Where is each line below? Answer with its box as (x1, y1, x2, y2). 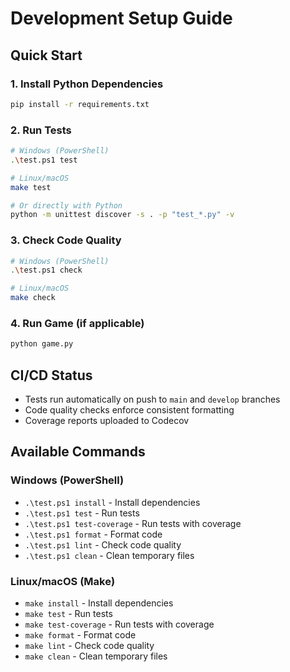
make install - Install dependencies (24, 597, 174, 609)
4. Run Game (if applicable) (10, 317, 145, 331)
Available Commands (10, 443, 146, 461)
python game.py (10, 339, 74, 349)
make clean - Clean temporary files (24, 650, 168, 662)
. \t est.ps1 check (10, 265, 83, 276)
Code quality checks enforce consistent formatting (24, 404, 235, 416)
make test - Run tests (24, 608, 113, 620)
